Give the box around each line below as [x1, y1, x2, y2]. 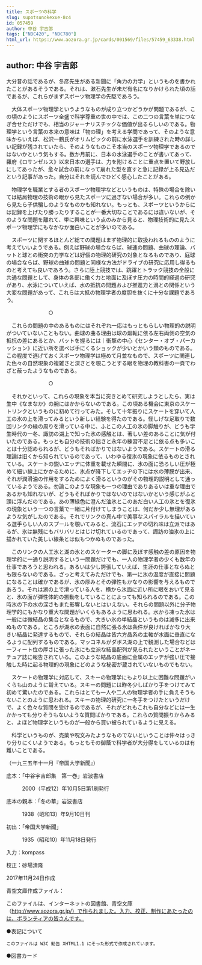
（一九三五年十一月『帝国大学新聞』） [6, 759, 99, 767]
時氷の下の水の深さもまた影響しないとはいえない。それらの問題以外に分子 [6, 601, 191, 608]
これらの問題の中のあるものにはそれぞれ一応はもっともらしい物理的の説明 [11, 322, 196, 329]
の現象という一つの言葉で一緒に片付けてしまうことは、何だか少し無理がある [6, 505, 196, 512]
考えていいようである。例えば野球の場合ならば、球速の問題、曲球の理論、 [6, 244, 191, 251]
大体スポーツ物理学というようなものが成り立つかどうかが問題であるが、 [11, 105, 191, 112]
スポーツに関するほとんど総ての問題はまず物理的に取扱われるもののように [11, 236, 195, 244]
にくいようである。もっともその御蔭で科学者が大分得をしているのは [22, 739, 191, 746]
